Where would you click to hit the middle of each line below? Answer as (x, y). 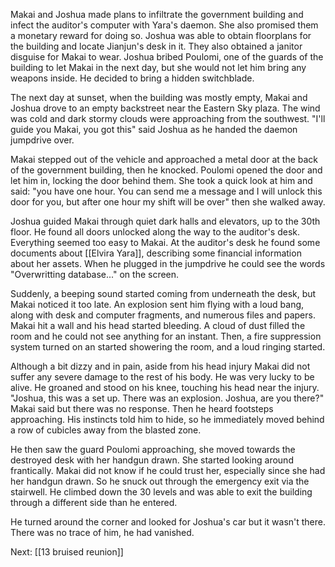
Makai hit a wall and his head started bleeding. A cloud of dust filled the (158, 325)
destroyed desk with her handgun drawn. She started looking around (152, 460)
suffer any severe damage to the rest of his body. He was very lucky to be (162, 377)
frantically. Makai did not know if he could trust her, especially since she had (168, 470)
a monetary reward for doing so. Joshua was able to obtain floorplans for (161, 35)
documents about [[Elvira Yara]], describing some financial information (156, 253)
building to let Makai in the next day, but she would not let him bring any (158, 67)
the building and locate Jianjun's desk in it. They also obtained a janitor (156, 46)
